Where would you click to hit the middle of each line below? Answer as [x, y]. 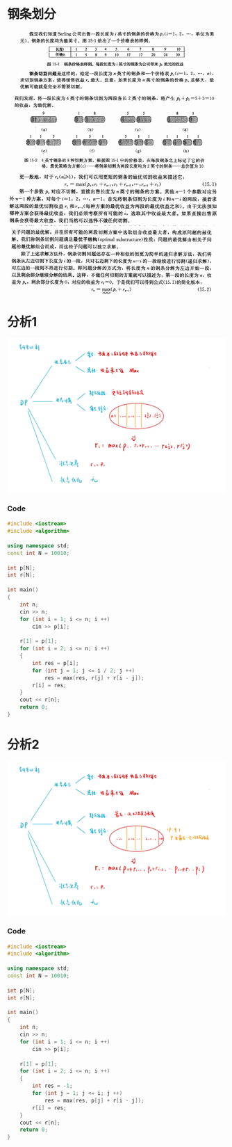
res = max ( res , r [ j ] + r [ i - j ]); [94, 678]
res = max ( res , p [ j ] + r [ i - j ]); [94, 1100]
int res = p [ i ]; [56, 663]
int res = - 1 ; [52, 1086]
